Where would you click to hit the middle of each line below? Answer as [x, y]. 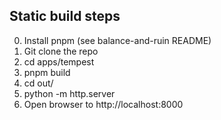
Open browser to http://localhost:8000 [103, 104]
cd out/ [38, 83]
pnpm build [47, 72]
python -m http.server [69, 93]
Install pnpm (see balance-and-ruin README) [117, 40]
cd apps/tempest [59, 61]
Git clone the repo [61, 51]
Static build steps [65, 16]
